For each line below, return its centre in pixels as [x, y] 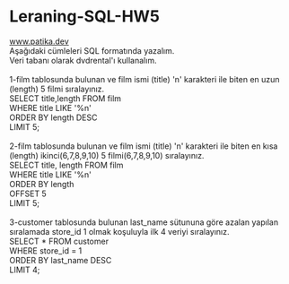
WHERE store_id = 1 [46, 250]
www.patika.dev [39, 41]
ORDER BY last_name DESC [61, 260]
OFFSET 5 [28, 194]
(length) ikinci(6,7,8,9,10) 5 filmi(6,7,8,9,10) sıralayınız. [107, 155]
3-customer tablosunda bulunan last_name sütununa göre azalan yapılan [144, 222]
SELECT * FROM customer [59, 241]
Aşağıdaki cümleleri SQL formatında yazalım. [92, 50]
